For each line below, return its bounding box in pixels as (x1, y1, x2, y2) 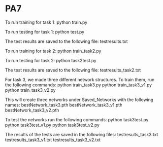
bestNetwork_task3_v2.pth (5, 107, 59, 113)
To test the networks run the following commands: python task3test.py (5, 116, 149, 122)
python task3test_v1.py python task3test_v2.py (5, 122, 100, 128)
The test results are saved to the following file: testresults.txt (5, 38, 128, 44)
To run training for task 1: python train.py (5, 19, 88, 25)
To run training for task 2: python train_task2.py (5, 48, 101, 54)
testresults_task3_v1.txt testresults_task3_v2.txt (5, 137, 101, 143)
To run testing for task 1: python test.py (5, 29, 85, 35)
